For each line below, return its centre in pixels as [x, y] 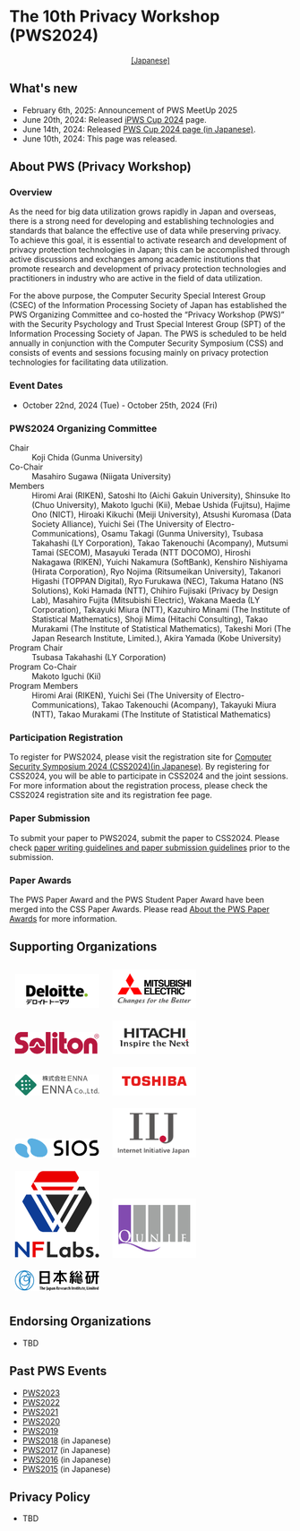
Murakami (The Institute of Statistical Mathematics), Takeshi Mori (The [162, 629]
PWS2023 [41, 1393]
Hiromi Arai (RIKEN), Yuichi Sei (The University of [122, 695]
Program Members [44, 686]
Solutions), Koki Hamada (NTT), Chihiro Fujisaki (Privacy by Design [155, 591]
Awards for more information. [64, 918]
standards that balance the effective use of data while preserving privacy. [146, 231]
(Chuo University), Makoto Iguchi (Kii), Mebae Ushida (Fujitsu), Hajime [161, 505]
